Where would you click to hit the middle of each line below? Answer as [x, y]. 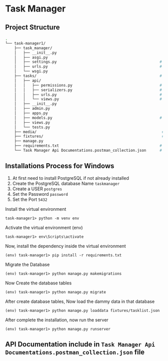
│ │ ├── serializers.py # [88, 90]
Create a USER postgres [37, 189]
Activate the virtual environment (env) [44, 227]
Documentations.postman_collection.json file [75, 352]
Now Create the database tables [38, 283]
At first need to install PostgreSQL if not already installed [70, 178]
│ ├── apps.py [31, 113]
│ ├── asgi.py [31, 57]
